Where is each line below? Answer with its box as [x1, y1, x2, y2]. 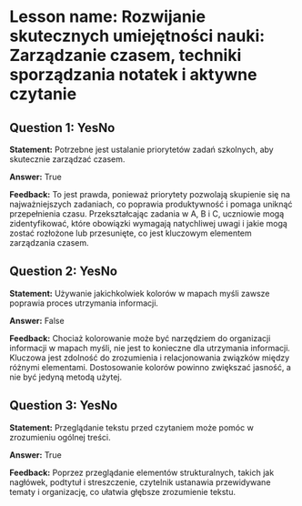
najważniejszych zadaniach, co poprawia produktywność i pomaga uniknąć [9, 198, 293, 209]
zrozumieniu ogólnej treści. [9, 431, 111, 442]
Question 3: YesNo [9, 398, 118, 413]
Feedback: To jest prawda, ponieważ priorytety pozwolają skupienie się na [9, 189, 291, 199]
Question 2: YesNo [9, 264, 118, 279]
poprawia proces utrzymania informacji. [9, 298, 159, 309]
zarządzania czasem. [9, 238, 89, 248]
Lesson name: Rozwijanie [9, 6, 206, 27]
